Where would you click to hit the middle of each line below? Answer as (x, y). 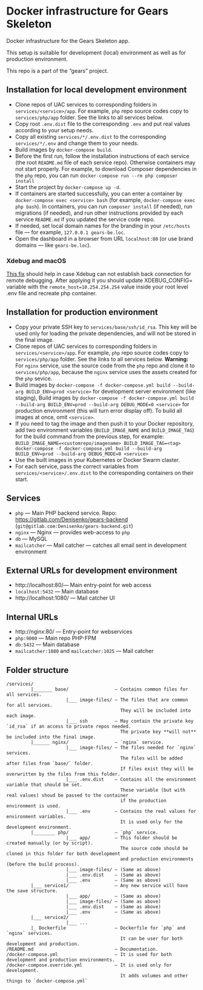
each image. (21, 716)
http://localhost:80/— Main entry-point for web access (83, 585)
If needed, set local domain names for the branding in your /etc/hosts (103, 226)
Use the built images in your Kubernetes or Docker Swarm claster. (97, 460)
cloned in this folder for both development (63, 854)
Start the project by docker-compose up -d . (68, 187)
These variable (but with (153, 790)
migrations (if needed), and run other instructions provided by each (99, 213)
